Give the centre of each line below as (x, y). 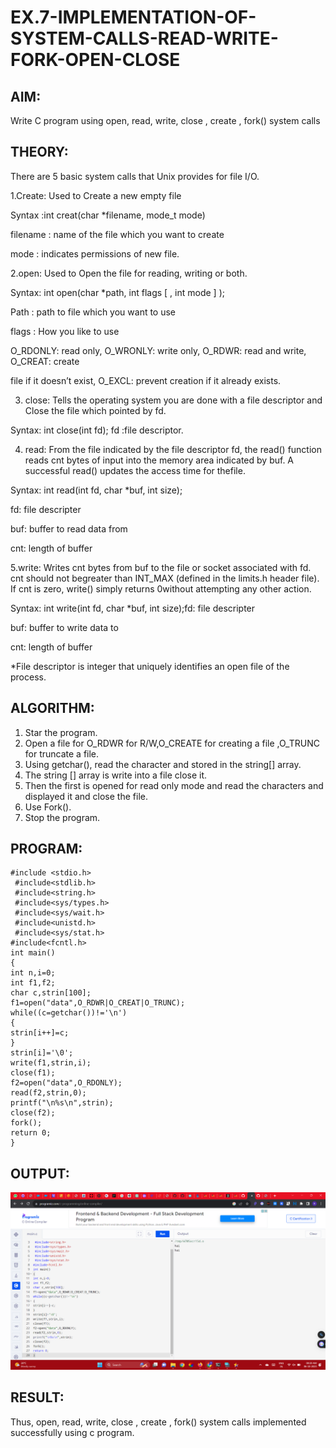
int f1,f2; (33, 983)
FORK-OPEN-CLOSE (95, 60)
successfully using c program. (72, 1432)
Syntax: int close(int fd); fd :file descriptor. (97, 430)
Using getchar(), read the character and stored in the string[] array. (163, 764)
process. (28, 677)
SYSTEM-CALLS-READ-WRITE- (144, 38)
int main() (33, 953)
